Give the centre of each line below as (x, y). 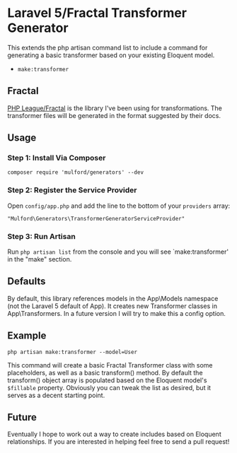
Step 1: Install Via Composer (57, 158)
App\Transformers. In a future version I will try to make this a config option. (117, 313)
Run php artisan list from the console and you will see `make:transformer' (118, 252)
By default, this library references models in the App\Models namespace (113, 298)
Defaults (27, 282)
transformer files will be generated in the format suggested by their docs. (114, 115)
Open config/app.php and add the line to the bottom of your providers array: (119, 206)
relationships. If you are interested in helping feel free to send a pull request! (118, 442)
